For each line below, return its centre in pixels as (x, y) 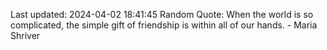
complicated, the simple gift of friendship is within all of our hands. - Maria (164, 25)
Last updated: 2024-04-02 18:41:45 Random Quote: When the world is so (162, 14)
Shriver (25, 35)
